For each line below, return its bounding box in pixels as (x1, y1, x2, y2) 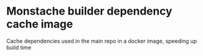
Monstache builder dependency (6, 4, 172, 18)
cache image (6, 17, 73, 31)
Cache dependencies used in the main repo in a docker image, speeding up (6, 37, 197, 44)
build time (6, 44, 32, 51)
